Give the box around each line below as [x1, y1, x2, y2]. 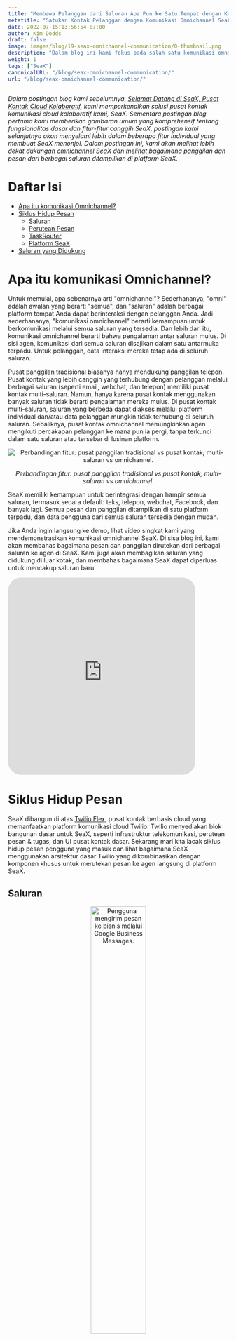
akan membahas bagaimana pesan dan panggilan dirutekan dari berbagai [8, 541, 221, 550]
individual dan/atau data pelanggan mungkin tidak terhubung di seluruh [8, 412, 214, 421]
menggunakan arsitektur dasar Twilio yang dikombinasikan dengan [8, 852, 202, 861]
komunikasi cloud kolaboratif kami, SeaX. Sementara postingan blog [8, 109, 207, 118]
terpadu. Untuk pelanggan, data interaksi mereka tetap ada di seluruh [8, 346, 209, 355]
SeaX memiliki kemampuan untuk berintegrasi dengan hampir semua [8, 490, 207, 499]
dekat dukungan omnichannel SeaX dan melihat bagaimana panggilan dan [8, 147, 226, 155]
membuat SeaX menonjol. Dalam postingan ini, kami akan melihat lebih [8, 140, 214, 148]
